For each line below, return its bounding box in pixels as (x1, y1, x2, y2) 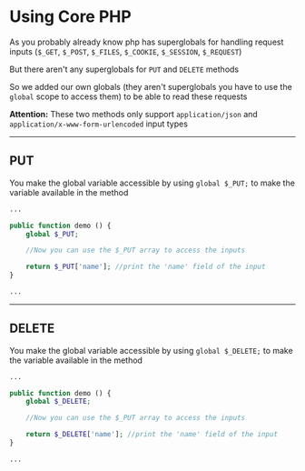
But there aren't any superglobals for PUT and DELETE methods (9, 64, 239, 75)
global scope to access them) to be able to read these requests (9, 91, 248, 102)
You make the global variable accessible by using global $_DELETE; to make (9, 345, 293, 356)
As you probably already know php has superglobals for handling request (9, 36, 284, 47)
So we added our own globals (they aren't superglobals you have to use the (9, 81, 292, 92)
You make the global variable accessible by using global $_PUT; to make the (9, 177, 295, 188)
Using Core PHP (9, 6, 132, 27)
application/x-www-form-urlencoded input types (9, 118, 189, 129)
